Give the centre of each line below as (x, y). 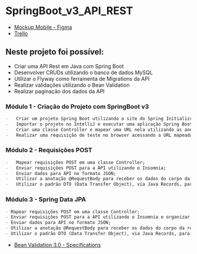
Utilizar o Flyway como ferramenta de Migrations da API (82, 78)
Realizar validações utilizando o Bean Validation (72, 85)
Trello (21, 33)
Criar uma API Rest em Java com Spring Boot (69, 66)
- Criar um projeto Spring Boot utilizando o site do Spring (85, 119)
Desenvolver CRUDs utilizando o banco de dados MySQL (84, 72)
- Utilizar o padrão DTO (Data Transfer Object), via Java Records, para (98, 234)
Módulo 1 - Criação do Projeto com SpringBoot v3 (77, 106)
